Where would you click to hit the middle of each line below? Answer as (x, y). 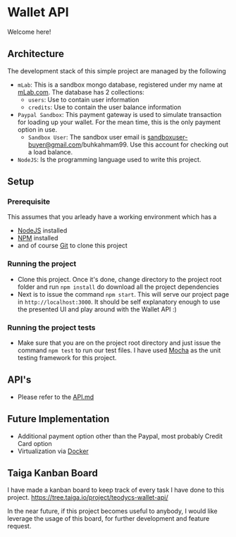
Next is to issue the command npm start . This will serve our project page (123, 294)
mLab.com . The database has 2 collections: (81, 92)
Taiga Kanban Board (53, 473)
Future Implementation (58, 419)
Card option (35, 443)
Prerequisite (29, 202)
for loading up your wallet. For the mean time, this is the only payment (119, 122)
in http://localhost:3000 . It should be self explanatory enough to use (119, 302)
